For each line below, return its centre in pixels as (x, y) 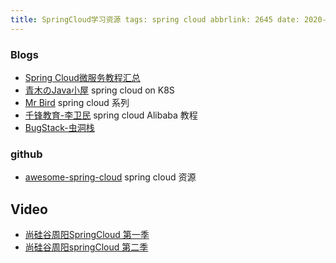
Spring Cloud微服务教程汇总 (82, 77)
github (26, 154)
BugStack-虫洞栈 (59, 127)
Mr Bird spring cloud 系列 (77, 102)
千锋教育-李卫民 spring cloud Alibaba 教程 (111, 115)
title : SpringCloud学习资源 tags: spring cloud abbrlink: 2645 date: (155, 19)
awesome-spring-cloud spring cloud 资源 (110, 177)
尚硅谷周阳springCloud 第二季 (86, 247)
